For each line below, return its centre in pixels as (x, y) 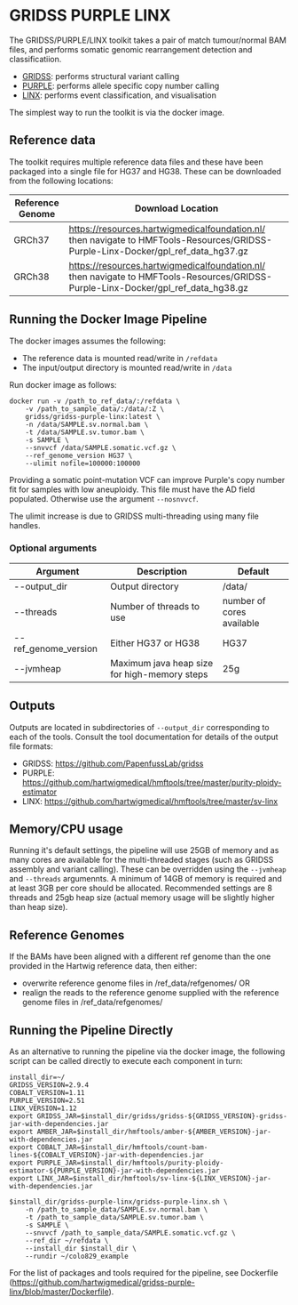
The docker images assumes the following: (88, 341)
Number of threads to (155, 606)
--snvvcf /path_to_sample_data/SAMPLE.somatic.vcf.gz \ (131, 1233)
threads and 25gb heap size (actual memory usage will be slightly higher (142, 898)
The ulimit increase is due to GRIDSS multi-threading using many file (134, 516)
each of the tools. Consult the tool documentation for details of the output (144, 737)
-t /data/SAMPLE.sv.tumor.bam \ (85, 432)
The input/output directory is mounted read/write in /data (127, 367)
